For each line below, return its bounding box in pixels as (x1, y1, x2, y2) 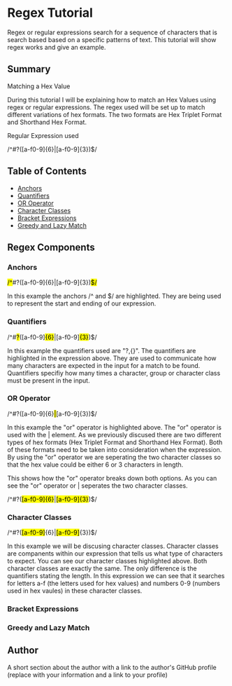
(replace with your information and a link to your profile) (7, 671, 168, 679)
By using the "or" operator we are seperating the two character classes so (7, 453, 222, 461)
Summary (7, 63, 51, 75)
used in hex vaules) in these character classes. (7, 586, 143, 595)
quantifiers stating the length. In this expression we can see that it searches (7, 572, 225, 580)
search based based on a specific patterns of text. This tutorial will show (7, 35, 217, 43)
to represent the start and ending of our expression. (7, 299, 157, 308)
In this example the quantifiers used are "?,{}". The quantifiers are (7, 346, 196, 355)
